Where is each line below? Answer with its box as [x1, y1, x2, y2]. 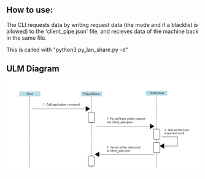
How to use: [6, 5, 53, 15]
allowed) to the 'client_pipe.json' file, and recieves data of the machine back [6, 27, 199, 35]
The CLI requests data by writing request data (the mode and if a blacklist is [6, 21, 198, 28]
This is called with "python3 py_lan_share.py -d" [6, 46, 129, 53]
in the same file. [6, 34, 47, 42]
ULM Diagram [6, 64, 60, 74]
